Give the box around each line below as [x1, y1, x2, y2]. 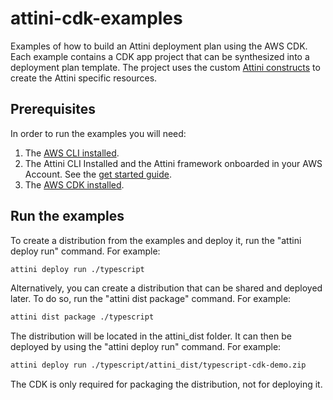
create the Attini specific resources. [10, 72, 158, 84]
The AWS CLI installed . [24, 147, 120, 159]
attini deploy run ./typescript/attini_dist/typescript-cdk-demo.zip [10, 360, 307, 371]
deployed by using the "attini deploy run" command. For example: [10, 341, 282, 353]
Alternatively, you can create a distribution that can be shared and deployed [10, 282, 323, 294]
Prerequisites [10, 101, 96, 118]
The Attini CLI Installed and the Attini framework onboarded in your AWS [24, 157, 323, 169]
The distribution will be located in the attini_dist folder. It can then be [10, 330, 292, 342]
